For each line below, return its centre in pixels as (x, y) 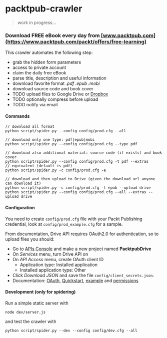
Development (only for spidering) (40, 292)
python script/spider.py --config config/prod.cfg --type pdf (71, 144)
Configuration (20, 208)
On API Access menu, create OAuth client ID (58, 259)
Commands (17, 116)
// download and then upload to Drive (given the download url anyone (80, 179)
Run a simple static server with (37, 303)
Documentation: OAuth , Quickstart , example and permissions (75, 281)
